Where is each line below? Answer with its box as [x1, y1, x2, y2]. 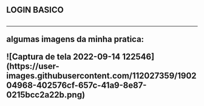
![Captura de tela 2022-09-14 [6, 51, 121, 62]
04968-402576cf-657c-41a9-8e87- [6, 80, 147, 90]
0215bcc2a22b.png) [6, 90, 86, 100]
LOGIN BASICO [6, 5, 64, 15]
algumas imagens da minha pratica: [6, 34, 144, 44]
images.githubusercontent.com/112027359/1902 [6, 70, 197, 81]
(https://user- [6, 61, 59, 71]
